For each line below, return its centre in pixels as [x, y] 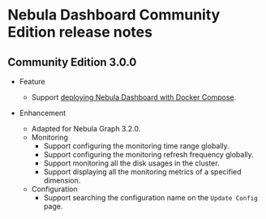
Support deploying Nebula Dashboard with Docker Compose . [134, 97]
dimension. [62, 180]
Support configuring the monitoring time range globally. [137, 146]
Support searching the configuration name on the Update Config [151, 198]
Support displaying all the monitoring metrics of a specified [142, 172]
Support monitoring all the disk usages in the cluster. [131, 163]
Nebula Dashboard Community [114, 15]
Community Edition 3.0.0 [72, 62]
